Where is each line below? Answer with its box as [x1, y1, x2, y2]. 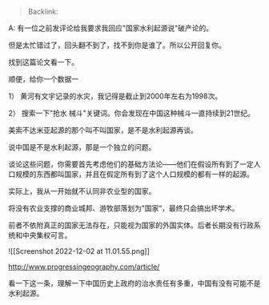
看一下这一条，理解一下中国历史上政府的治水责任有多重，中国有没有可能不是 [8, 279, 261, 287]
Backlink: [27, 7, 58, 16]
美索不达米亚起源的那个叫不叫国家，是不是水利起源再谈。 [8, 126, 198, 134]
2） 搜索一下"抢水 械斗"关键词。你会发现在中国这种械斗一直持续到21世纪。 [8, 108, 255, 118]
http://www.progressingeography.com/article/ [8, 262, 160, 271]
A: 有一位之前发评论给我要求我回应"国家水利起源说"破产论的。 [8, 23, 214, 33]
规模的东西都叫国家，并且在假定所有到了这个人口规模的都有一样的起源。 [14, 170, 254, 179]
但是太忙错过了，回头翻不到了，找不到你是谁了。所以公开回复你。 [8, 40, 226, 50]
